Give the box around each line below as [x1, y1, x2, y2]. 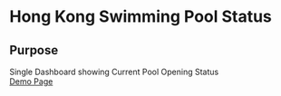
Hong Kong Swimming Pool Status [9, 6, 272, 27]
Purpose [9, 43, 59, 58]
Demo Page [9, 76, 53, 87]
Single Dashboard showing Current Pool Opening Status [9, 66, 219, 77]
